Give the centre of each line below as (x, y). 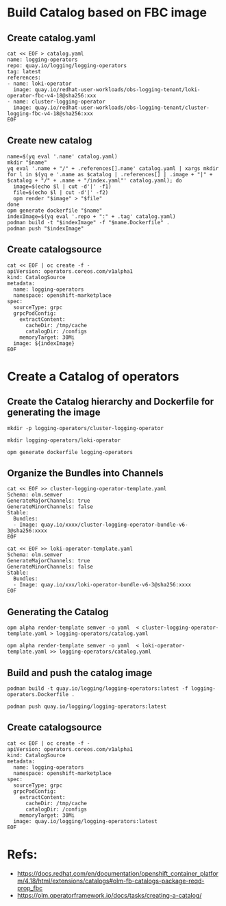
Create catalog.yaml (51, 38)
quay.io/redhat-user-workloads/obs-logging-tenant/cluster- (122, 108)
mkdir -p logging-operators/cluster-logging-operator (86, 428)
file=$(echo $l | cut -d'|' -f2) (61, 192)
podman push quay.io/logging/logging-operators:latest (87, 707)
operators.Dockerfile (38, 695)
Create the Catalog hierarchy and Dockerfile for (111, 402)
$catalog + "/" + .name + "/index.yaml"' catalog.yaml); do (95, 180)
